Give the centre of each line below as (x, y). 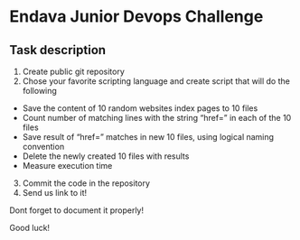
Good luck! (30, 228)
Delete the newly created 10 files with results (106, 156)
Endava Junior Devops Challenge (136, 17)
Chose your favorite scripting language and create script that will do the (156, 81)
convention (43, 147)
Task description (58, 50)
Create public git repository (73, 71)
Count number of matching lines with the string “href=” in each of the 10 (157, 118)
